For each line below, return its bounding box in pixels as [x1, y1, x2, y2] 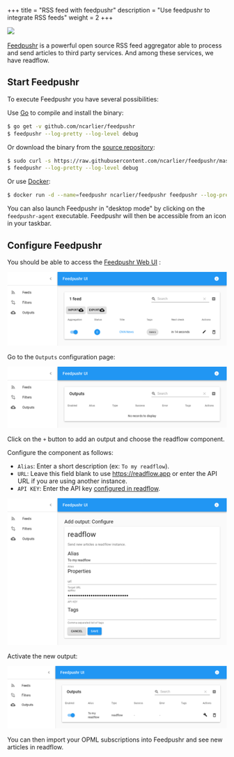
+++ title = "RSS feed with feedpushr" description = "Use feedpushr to [7, 6, 210, 14]
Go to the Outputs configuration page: [7, 352, 116, 361]
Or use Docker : [7, 178, 51, 186]
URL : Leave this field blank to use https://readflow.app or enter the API [17, 469, 217, 477]
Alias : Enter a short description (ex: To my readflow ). [17, 461, 169, 470]
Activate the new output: [7, 652, 78, 661]
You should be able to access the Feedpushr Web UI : [7, 258, 162, 266]
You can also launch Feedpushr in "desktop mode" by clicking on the [7, 204, 205, 212]
